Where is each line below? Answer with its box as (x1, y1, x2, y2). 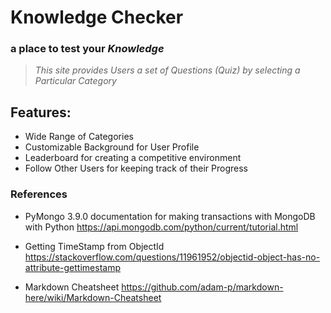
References (10, 187, 68, 201)
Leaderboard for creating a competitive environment (24, 152, 242, 164)
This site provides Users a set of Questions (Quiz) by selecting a (34, 64, 301, 76)
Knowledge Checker (10, 6, 184, 29)
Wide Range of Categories (24, 131, 134, 143)
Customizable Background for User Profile (24, 141, 200, 153)
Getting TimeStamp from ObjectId (24, 240, 165, 252)
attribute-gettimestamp (24, 261, 121, 273)
